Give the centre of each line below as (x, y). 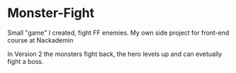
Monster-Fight (51, 13)
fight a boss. (26, 61)
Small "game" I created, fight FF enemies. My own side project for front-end (118, 33)
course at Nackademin (40, 40)
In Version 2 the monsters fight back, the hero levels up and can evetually (115, 54)
